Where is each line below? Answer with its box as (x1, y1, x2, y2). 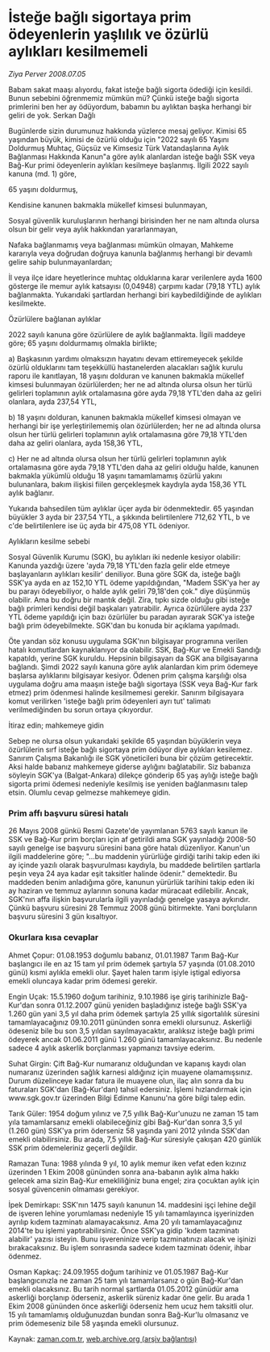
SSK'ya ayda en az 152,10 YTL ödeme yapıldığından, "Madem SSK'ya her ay (8, 578, 260, 587)
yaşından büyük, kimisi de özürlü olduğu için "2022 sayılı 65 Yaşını (8, 134, 230, 144)
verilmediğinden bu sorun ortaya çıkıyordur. (8, 704, 153, 714)
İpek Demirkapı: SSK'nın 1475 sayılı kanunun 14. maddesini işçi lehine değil (8, 1200, 256, 1209)
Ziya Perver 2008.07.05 (8, 69, 86, 78)
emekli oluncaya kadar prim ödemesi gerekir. (8, 976, 158, 986)
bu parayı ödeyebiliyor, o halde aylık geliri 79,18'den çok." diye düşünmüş (8, 586, 251, 596)
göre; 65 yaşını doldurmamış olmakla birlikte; (8, 338, 157, 348)
